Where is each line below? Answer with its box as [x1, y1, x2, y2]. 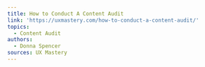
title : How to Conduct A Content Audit [7, 10, 124, 17]
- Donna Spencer [13, 43, 61, 50]
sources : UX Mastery [7, 50, 68, 57]
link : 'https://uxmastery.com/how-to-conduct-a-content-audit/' [7, 17, 199, 24]
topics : [7, 23, 30, 30]
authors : [7, 36, 33, 43]
